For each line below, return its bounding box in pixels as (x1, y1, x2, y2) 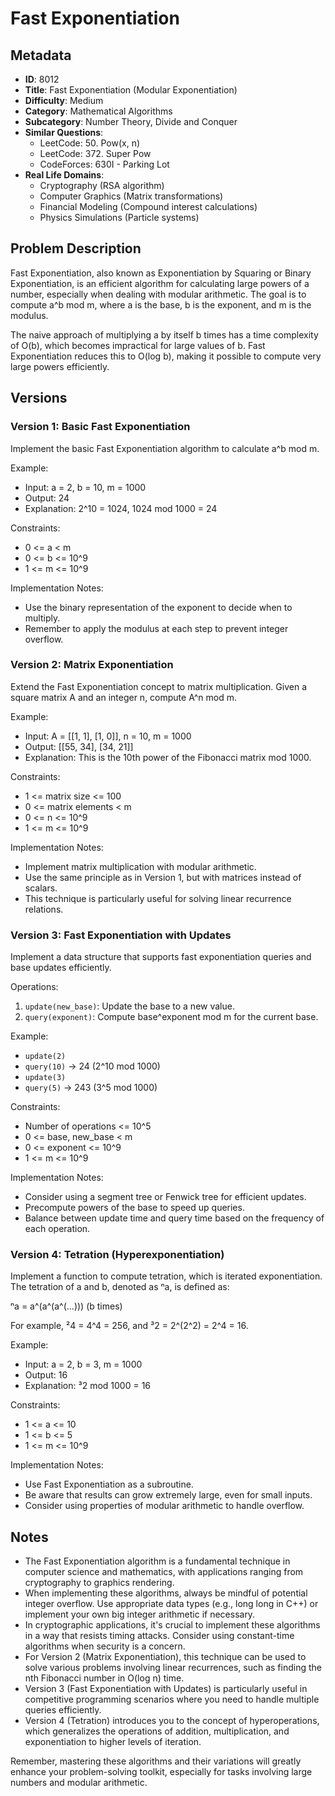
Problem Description (10, 240, 142, 257)
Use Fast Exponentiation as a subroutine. (24, 1478, 194, 1491)
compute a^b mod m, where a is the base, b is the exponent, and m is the (10, 298, 312, 311)
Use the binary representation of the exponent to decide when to (24, 601, 293, 613)
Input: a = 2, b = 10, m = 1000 (24, 481, 147, 493)
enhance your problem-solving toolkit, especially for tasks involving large (10, 1766, 313, 1778)
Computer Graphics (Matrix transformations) (39, 190, 224, 202)
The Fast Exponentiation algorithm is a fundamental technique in (24, 1555, 291, 1567)
